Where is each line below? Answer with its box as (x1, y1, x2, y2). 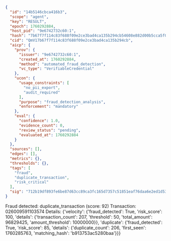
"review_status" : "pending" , (18, 128, 81, 133)
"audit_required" (23, 89, 60, 95)
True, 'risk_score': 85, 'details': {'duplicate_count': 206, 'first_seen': (5, 224, 147, 231)
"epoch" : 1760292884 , (10, 23, 56, 29)
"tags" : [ (10, 165, 31, 170)
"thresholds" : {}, (10, 161, 49, 166)
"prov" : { (14, 47, 36, 52)
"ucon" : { (14, 76, 36, 81)
